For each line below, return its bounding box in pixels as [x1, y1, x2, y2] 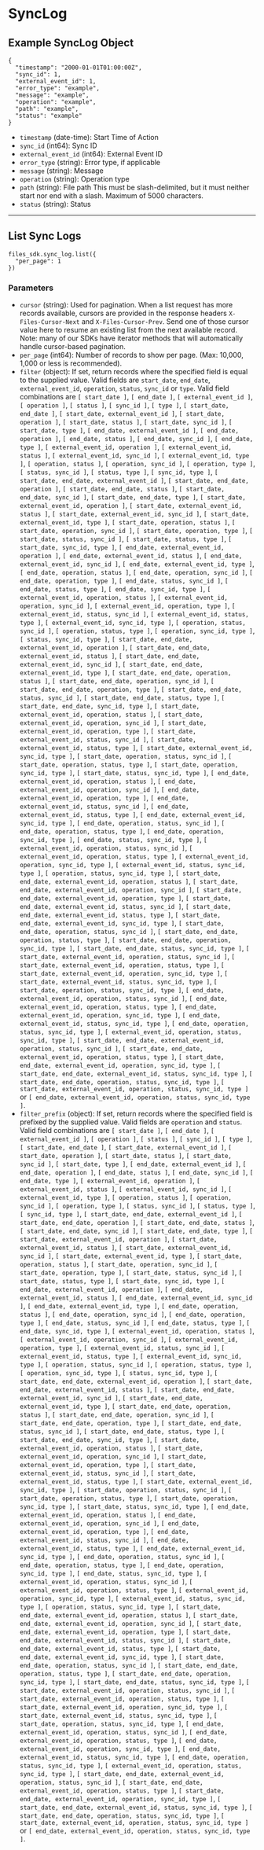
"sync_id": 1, [15, 71, 61, 79]
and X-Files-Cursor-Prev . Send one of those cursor [81, 317, 249, 326]
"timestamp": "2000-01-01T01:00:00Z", [15, 64, 143, 72]
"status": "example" [15, 112, 82, 120]
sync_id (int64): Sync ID [19, 141, 97, 150]
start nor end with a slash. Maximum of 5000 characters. [19, 191, 204, 200]
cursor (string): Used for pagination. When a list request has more [19, 300, 233, 310]
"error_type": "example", [15, 84, 101, 92]
